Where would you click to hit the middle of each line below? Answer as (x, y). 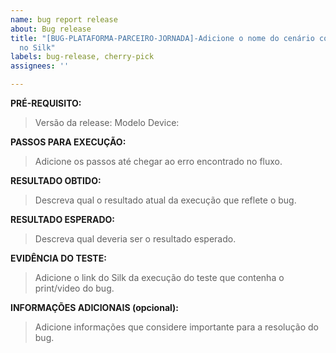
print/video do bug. (74, 288)
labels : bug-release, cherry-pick (82, 57)
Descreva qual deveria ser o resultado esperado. (135, 239)
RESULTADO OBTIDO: (56, 180)
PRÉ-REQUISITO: (46, 103)
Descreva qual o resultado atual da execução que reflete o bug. (165, 200)
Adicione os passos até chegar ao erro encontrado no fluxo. (158, 161)
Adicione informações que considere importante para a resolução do (176, 327)
